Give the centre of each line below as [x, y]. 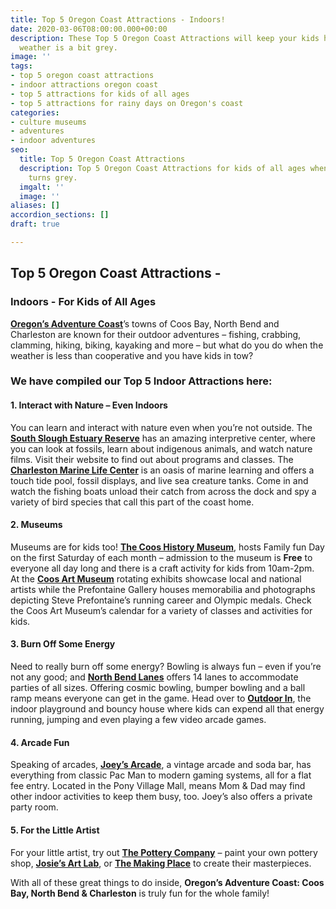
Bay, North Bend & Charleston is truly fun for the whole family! [140, 893]
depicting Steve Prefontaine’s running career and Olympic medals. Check [161, 600]
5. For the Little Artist [55, 830]
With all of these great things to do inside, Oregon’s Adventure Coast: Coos [167, 882]
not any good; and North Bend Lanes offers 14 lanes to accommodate [154, 677]
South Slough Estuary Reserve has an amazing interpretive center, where [163, 438]
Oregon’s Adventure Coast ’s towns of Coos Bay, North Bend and [145, 323]
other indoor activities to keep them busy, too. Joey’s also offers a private [161, 797]
